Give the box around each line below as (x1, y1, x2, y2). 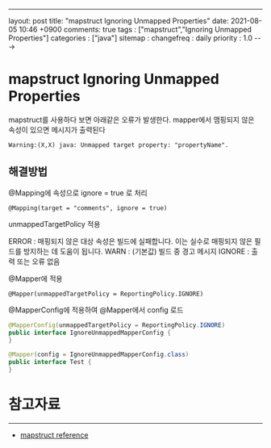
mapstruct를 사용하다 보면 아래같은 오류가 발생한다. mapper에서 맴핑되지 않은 (8, 115, 255, 124)
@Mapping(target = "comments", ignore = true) (8, 203, 168, 212)
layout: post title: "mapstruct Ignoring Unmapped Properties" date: (8, 16, 229, 25)
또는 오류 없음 (16, 256, 60, 266)
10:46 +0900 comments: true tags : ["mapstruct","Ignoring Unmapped (19, 25, 252, 34)
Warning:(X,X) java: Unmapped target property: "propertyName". (8, 140, 229, 149)
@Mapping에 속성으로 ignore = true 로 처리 (8, 187, 148, 198)
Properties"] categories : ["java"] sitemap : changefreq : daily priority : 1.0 (8, 33, 252, 43)
